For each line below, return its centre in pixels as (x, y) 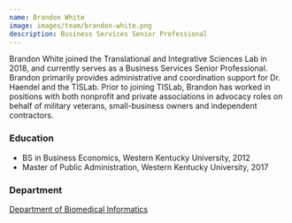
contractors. (31, 115)
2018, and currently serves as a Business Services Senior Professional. (138, 68)
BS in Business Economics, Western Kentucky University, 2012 (136, 158)
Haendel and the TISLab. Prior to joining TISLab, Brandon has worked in (140, 87)
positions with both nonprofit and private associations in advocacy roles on (146, 96)
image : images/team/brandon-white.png (81, 26)
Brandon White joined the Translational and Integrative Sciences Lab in (138, 59)
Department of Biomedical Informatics (79, 209)
